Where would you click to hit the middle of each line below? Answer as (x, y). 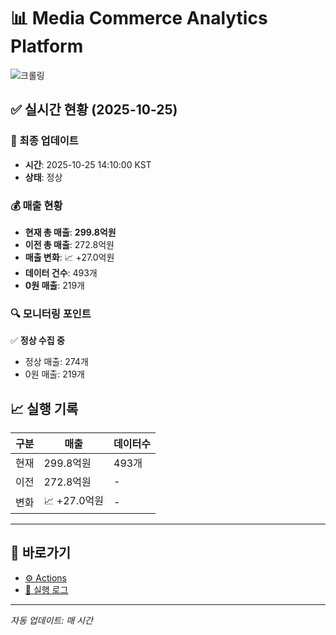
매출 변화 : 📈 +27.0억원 (69, 257)
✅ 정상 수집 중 (37, 341)
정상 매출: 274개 (56, 362)
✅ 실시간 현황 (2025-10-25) (94, 110)
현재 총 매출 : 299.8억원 (70, 232)
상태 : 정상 (43, 177)
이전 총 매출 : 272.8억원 (69, 244)
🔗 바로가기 (41, 553)
